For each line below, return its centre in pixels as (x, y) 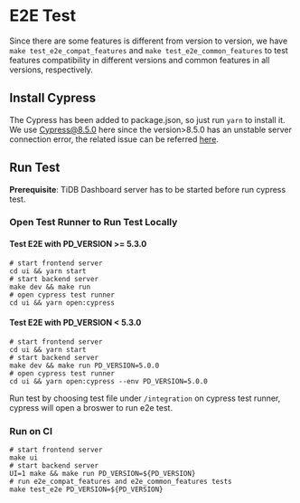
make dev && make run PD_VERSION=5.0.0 (84, 365)
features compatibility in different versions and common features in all (140, 60)
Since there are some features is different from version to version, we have (149, 41)
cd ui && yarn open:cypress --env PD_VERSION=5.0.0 (108, 381)
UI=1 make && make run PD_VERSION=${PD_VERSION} (103, 474)
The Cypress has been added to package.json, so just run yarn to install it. (148, 119)
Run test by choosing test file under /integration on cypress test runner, (145, 398)
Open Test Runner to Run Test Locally (94, 223)
